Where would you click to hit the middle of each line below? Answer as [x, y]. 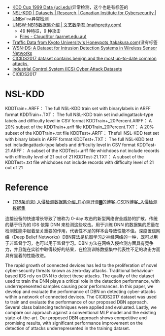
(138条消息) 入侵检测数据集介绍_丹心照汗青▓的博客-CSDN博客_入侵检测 [85, 202]
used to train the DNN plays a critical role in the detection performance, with [82, 281]
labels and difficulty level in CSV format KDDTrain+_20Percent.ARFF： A [79, 120]
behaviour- [143, 270]
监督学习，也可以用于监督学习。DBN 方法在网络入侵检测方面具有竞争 [83, 243]
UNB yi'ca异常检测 [31, 19]
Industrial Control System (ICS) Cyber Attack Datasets [67, 69]
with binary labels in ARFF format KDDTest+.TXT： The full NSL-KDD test [79, 139]
